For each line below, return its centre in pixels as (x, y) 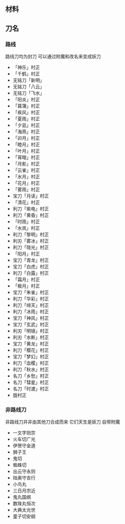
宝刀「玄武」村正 (31, 324)
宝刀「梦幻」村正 (31, 357)
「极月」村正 (26, 286)
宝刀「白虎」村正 (31, 267)
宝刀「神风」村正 (31, 318)
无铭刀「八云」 (28, 87)
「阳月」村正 (26, 254)
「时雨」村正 (26, 222)
